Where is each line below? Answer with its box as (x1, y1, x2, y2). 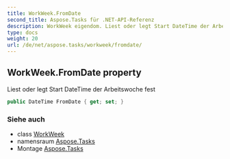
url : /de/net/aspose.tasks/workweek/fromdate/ (7, 42, 142, 48)
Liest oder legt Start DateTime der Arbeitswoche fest (7, 85, 156, 93)
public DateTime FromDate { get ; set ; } (7, 98, 125, 105)
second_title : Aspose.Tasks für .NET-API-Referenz (7, 16, 155, 23)
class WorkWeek (16, 130, 65, 138)
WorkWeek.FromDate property (7, 67, 142, 78)
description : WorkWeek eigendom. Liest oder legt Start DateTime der (7, 23, 210, 29)
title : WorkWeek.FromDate (7, 10, 81, 17)
